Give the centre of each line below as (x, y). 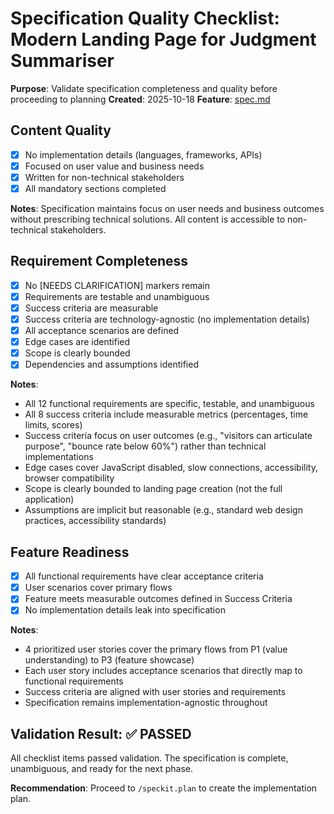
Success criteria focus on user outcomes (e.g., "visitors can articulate (168, 436)
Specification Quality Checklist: (145, 18)
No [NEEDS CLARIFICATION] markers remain (117, 285)
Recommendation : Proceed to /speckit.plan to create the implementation (164, 788)
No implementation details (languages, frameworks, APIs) (143, 154)
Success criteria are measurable (91, 308)
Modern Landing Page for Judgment (163, 39)
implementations (59, 457)
